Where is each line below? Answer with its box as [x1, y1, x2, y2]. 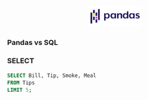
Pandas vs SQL [7, 37, 58, 47]
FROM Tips [7, 79, 36, 86]
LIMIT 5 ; [7, 86, 32, 93]
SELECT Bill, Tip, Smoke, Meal [7, 72, 97, 80]
